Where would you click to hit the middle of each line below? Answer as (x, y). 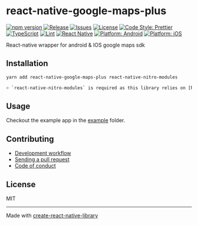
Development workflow (43, 153)
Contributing (30, 139)
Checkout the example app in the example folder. (66, 120)
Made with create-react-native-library (52, 215)
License (21, 184)
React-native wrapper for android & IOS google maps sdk (76, 45)
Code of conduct (35, 166)
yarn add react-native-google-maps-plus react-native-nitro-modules (92, 77)
